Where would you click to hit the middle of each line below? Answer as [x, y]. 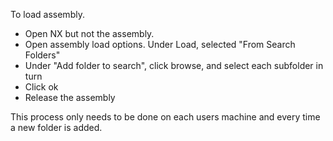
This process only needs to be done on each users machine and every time [165, 117]
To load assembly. [47, 14]
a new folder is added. [56, 127]
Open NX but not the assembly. [89, 33]
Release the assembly [70, 97]
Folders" [42, 55]
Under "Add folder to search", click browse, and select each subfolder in [174, 65]
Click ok [41, 87]
